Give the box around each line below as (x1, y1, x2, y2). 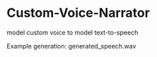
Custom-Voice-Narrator (6, 5, 150, 21)
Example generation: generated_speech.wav (6, 42, 136, 50)
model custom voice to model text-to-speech (6, 28, 139, 37)
